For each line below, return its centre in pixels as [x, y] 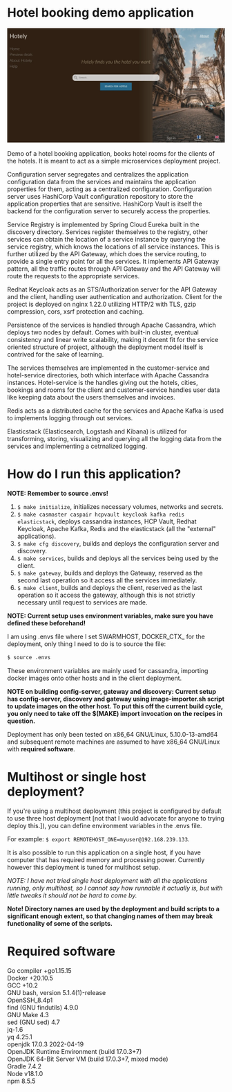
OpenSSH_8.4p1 [30, 1000]
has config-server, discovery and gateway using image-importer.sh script [116, 699]
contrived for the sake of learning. [56, 355]
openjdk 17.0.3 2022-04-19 [46, 1044]
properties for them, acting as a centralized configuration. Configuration [109, 189]
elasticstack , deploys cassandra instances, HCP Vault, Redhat [107, 521]
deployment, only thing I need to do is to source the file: [87, 644]
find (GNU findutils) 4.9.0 [43, 1007]
